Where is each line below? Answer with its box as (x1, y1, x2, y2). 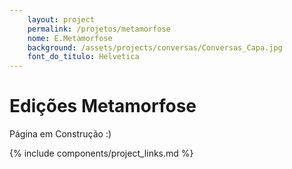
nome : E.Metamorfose (27, 33, 113, 43)
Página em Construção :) (9, 128, 112, 140)
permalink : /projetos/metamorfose (27, 24, 171, 34)
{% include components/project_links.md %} (9, 147, 194, 160)
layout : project (27, 14, 96, 25)
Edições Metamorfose (9, 95, 197, 118)
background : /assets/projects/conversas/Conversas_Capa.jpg (27, 42, 283, 53)
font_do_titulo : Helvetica (27, 52, 140, 62)
